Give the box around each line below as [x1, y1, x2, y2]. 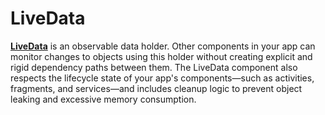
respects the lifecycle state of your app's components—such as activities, [10, 72, 315, 84]
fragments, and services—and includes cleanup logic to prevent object [10, 82, 303, 94]
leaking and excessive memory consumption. [10, 93, 197, 105]
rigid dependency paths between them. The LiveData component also [10, 61, 298, 73]
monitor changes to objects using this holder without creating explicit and [10, 50, 313, 62]
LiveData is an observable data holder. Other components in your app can [10, 40, 316, 52]
